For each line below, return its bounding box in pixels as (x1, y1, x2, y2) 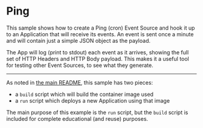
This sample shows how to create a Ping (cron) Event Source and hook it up (6, 24, 195, 31)
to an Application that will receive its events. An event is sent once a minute (6, 30, 194, 37)
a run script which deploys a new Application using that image (14, 97, 170, 104)
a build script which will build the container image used (14, 91, 154, 98)
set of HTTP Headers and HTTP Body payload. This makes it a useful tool (6, 55, 189, 62)
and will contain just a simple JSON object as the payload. (6, 37, 151, 44)
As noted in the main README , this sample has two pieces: (6, 78, 153, 86)
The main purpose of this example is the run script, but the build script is (6, 109, 188, 116)
